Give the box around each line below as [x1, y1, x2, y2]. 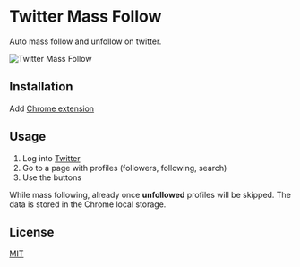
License [9, 224, 55, 239]
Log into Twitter [21, 152, 81, 163]
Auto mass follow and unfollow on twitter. [9, 36, 162, 47]
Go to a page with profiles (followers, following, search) [21, 162, 227, 173]
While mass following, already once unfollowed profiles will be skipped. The [9, 189, 291, 200]
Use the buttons [21, 172, 82, 183]
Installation [9, 79, 73, 95]
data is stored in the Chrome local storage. [9, 199, 167, 210]
